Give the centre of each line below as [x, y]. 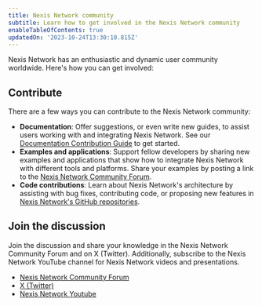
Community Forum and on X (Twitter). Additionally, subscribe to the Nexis [127, 253]
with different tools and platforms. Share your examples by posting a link [136, 169]
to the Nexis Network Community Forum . [86, 177]
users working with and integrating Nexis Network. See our [115, 135]
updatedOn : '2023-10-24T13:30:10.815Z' [73, 37]
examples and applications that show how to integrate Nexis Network [131, 160]
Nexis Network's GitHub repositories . [80, 202]
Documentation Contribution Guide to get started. [100, 144]
